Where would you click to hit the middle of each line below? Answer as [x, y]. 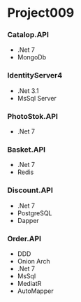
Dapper [28, 220]
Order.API [24, 238]
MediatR [29, 283]
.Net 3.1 [28, 91]
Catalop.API [28, 35]
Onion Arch [34, 261]
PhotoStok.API [32, 116]
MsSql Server [37, 98]
